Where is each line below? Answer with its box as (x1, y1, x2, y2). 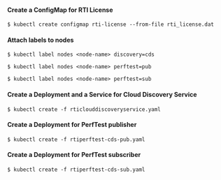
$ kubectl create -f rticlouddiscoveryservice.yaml (7, 105, 161, 113)
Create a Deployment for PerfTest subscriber (7, 151, 141, 159)
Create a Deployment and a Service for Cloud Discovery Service (7, 91, 197, 98)
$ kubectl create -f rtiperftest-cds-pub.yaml (7, 136, 145, 143)
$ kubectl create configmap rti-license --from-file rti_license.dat (7, 21, 215, 28)
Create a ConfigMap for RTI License (7, 6, 113, 14)
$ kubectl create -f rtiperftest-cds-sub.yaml (7, 166, 145, 174)
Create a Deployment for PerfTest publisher (7, 121, 137, 129)
